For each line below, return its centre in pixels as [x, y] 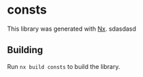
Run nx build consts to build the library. [64, 66]
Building [25, 50]
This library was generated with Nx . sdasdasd [72, 29]
